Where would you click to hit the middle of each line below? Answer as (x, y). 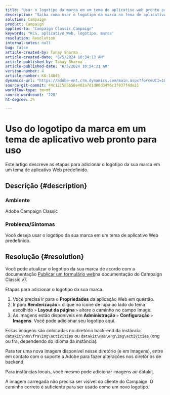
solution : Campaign (26, 19)
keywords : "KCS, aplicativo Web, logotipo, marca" (60, 33)
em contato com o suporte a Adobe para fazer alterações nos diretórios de (83, 356)
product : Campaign (25, 24)
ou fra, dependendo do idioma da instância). (51, 341)
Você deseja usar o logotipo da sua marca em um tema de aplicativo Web (82, 235)
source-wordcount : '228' (31, 95)
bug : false (17, 48)
